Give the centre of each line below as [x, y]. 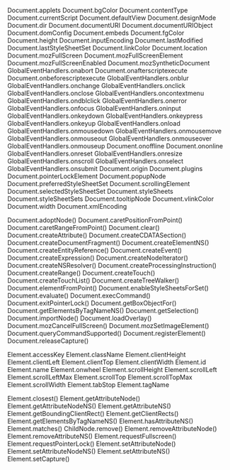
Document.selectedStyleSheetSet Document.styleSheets [90, 191]
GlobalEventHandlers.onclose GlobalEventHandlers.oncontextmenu [106, 93]
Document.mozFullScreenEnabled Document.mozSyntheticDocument [109, 63]
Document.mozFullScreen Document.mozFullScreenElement [95, 55]
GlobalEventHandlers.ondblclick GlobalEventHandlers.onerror [97, 101]
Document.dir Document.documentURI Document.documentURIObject [110, 25]
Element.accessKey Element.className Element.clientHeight [97, 355]
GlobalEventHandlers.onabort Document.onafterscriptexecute [97, 71]
